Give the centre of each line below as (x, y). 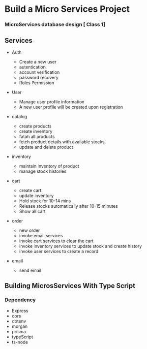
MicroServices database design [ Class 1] (55, 25)
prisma (19, 331)
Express (20, 311)
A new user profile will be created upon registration (71, 107)
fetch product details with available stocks (62, 142)
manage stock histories (43, 171)
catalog (19, 116)
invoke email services (41, 235)
